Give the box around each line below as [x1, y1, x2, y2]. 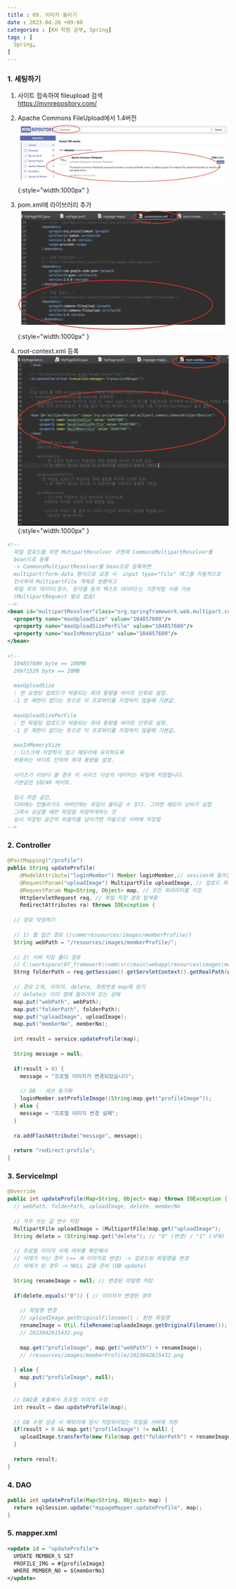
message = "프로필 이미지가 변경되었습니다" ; [20, 1072, 135, 1080]
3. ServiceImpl [7, 1171, 58, 1181]
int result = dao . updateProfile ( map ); [13, 1404, 128, 1411]
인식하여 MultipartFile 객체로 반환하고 [13, 578, 117, 585]
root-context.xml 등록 [17, 346, 79, 355]
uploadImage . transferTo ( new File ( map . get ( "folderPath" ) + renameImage [20, 1433, 231, 1441]
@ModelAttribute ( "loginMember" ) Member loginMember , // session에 [20, 871, 214, 879]
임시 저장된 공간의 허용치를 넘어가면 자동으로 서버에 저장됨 [13, 816, 161, 823]
